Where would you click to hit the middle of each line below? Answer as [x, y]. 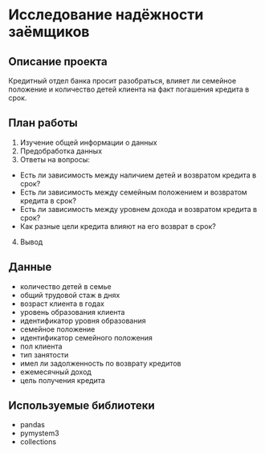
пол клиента [41, 346]
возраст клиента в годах [62, 304]
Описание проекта [58, 61]
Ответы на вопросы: [55, 159]
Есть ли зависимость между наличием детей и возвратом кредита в [138, 175]
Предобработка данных [61, 151]
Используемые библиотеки [82, 406]
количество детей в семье [66, 286]
